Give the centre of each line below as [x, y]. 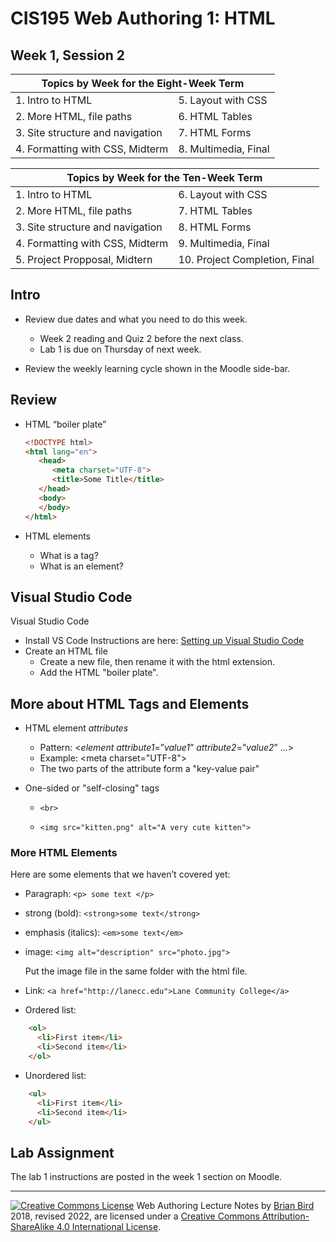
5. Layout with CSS [223, 100]
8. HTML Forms [215, 227]
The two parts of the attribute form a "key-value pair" [149, 769]
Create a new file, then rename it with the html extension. [157, 662]
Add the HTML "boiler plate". [99, 673]
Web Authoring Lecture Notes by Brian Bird [225, 1206]
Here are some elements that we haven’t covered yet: [120, 874]
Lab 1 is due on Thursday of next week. [120, 349]
